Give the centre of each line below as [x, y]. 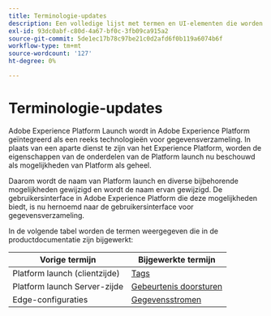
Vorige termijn [68, 259]
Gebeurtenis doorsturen [177, 286]
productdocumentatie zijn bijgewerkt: [71, 239]
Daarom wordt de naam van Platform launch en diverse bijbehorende [124, 181]
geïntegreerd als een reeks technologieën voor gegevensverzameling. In [130, 139]
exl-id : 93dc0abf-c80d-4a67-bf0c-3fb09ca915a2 [88, 31]
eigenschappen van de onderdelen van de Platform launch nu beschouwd [132, 156]
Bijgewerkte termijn [176, 259]
